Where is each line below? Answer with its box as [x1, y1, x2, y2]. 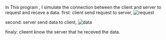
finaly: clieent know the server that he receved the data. [5, 29, 120, 34]
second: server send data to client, [5, 19, 77, 25]
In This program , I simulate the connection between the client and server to [5, 4, 161, 10]
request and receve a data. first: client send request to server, [5, 9, 132, 15]
